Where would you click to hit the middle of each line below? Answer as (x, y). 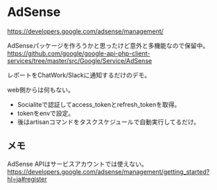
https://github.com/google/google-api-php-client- (79, 53)
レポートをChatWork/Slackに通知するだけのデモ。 (79, 75)
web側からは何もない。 (41, 89)
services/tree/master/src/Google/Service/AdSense (80, 60)
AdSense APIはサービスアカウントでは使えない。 (77, 164)
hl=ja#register (27, 179)
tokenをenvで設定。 (46, 113)
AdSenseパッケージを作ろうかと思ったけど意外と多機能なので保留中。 (108, 45)
